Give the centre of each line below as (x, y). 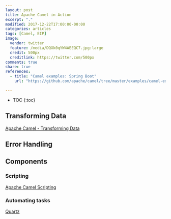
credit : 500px (25, 52)
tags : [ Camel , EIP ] (26, 34)
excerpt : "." (19, 19)
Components (26, 162)
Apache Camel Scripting (31, 187)
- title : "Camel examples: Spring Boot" (53, 76)
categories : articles (28, 29)
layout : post (19, 10)
